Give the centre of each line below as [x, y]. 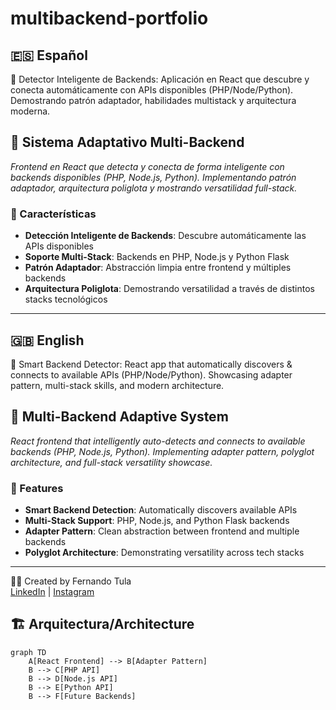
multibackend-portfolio [109, 18]
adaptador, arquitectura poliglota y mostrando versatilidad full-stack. [154, 188]
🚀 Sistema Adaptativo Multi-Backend [127, 142]
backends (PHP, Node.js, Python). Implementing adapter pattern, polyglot [162, 451]
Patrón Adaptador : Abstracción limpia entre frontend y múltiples [158, 268]
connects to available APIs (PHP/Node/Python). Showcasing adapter [151, 374]
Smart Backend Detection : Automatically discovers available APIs [161, 510]
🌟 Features [37, 488]
